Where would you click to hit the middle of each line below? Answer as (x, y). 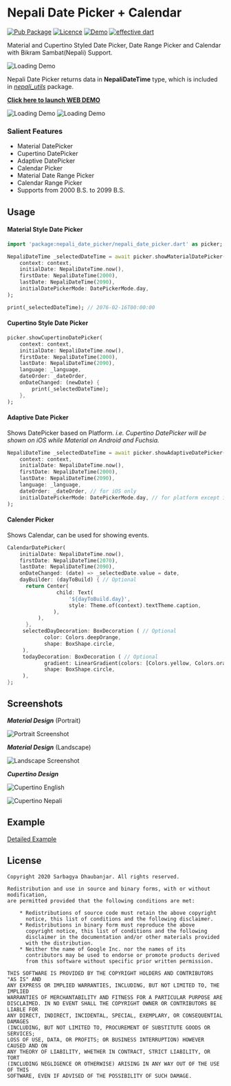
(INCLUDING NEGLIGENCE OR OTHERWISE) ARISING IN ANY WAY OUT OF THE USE (113, 1064)
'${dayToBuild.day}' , (99, 599)
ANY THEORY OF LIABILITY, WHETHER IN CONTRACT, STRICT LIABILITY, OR (109, 1052)
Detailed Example (32, 839)
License (24, 861)
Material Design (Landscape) (49, 747)
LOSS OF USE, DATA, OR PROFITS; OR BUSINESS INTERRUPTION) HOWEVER (106, 1040)
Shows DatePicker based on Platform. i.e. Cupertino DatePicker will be (107, 433)
